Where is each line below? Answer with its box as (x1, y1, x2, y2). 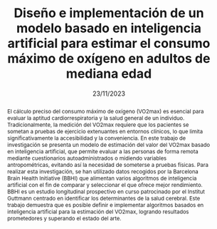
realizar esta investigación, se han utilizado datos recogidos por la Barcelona (6, 168, 199, 175)
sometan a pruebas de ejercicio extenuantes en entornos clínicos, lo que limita (6, 127, 203, 135)
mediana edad (65, 66, 152, 82)
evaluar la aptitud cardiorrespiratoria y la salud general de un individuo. (6, 114, 185, 122)
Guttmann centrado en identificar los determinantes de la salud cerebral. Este (6, 194, 201, 202)
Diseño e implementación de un (14, 5, 204, 21)
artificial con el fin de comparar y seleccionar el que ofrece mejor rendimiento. (6, 180, 203, 188)
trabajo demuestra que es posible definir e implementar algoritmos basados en (6, 201, 204, 208)
